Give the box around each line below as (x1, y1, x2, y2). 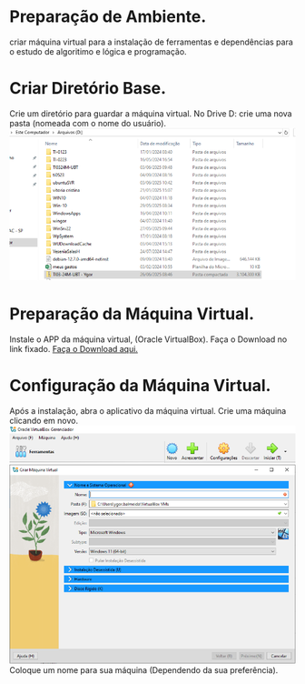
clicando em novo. (9, 415, 79, 426)
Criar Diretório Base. (9, 78, 166, 99)
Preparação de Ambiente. (9, 6, 207, 27)
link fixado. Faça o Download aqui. (9, 343, 139, 354)
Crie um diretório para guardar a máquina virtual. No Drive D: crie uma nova (9, 107, 292, 119)
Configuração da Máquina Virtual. (9, 376, 271, 397)
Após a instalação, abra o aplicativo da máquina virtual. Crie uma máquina (9, 405, 287, 416)
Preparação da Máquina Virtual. (9, 304, 254, 325)
